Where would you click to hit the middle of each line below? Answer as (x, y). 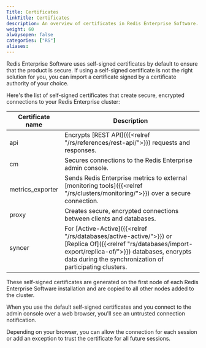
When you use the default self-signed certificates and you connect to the (99, 307)
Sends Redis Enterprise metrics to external (126, 177)
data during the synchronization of (114, 259)
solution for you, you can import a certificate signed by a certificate (91, 77)
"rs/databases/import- (160, 244)
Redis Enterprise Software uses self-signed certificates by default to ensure (102, 64)
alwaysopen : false (30, 35)
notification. (21, 320)
